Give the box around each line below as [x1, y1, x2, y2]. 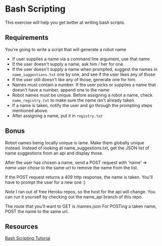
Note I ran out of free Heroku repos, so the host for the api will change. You [5, 189, 156, 194]
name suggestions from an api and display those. [5, 150, 103, 156]
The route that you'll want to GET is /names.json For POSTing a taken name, [5, 203, 157, 209]
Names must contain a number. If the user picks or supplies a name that [12, 82, 156, 88]
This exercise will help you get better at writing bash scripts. [5, 19, 125, 25]
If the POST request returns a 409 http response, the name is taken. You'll [5, 174, 153, 180]
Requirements [5, 34, 49, 42]
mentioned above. [12, 107, 49, 113]
